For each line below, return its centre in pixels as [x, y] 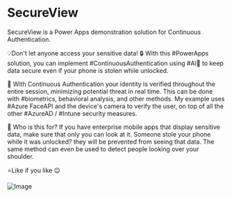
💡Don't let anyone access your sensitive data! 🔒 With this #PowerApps [108, 53]
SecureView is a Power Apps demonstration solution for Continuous [104, 32]
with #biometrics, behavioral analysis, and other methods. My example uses [116, 98]
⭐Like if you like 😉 [34, 170]
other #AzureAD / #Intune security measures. [72, 113]
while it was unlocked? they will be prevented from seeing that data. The [111, 142]
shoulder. [20, 156]
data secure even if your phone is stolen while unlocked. [88, 70]
